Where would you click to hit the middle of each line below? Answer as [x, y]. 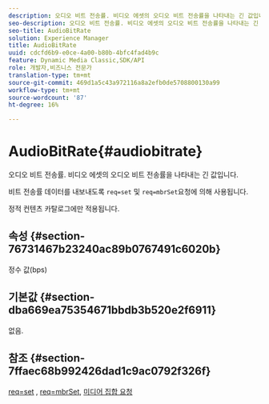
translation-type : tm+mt [50, 75]
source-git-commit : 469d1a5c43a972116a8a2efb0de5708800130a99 [114, 82]
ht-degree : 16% [34, 105]
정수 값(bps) [28, 270]
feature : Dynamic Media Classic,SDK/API [77, 61]
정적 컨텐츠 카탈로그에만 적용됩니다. [64, 209]
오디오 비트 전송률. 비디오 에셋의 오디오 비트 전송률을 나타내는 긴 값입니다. [123, 175]
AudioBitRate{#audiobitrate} [105, 152]
